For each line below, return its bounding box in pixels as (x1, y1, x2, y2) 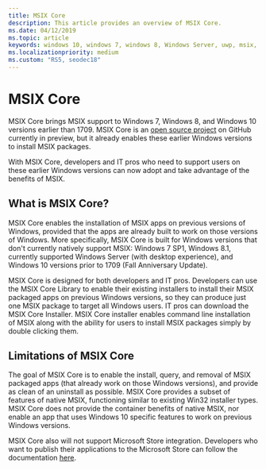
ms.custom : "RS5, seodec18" (8, 56, 102, 64)
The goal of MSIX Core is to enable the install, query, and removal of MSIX (8, 370, 252, 379)
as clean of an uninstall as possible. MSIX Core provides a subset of (8, 387, 231, 397)
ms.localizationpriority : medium (8, 48, 119, 56)
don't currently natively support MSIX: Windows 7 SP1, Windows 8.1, (8, 243, 232, 252)
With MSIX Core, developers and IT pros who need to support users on (8, 156, 241, 167)
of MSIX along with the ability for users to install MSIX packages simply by (8, 318, 252, 327)
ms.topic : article (8, 33, 69, 42)
